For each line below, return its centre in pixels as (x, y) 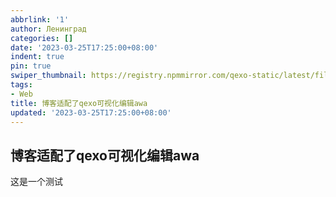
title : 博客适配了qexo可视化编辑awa (79, 103)
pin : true (31, 66)
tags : (21, 85)
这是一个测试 (36, 182)
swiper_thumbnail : (48, 76)
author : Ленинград (48, 29)
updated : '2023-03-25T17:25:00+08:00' (91, 112)
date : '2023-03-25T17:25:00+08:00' (84, 47)
